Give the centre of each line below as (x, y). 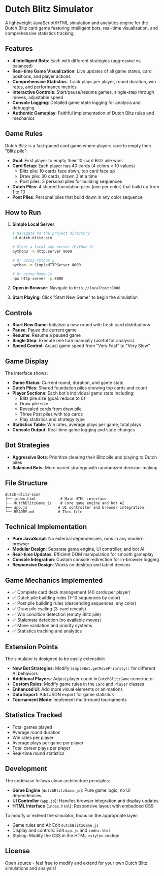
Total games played (32, 727)
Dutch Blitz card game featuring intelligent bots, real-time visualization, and (82, 28)
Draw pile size (34, 403)
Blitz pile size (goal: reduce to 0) (52, 398)
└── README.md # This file (44, 512)
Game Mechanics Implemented (54, 580)
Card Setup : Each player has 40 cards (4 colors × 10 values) (74, 166)
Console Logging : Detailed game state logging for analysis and (76, 103)
